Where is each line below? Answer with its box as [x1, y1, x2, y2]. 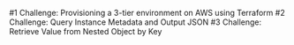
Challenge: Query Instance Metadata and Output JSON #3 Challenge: [9, 17, 262, 27]
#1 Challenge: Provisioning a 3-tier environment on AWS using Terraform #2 [9, 8, 285, 18]
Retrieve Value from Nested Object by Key [9, 26, 162, 36]
